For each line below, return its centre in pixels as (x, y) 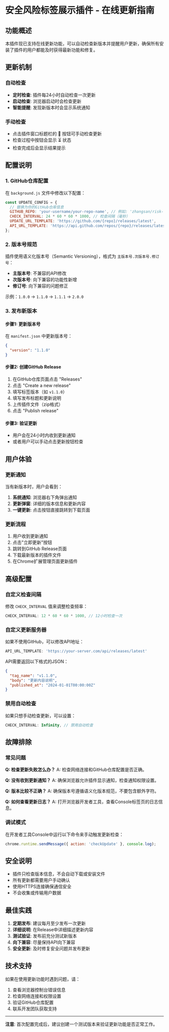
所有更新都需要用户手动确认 (41, 880)
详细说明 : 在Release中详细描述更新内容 (53, 930)
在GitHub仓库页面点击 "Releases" (47, 379)
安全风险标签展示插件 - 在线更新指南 (80, 10)
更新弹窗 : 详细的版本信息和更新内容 (49, 503)
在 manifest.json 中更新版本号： (39, 336)
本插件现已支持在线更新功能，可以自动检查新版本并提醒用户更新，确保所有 (82, 44)
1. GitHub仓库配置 (27, 181)
